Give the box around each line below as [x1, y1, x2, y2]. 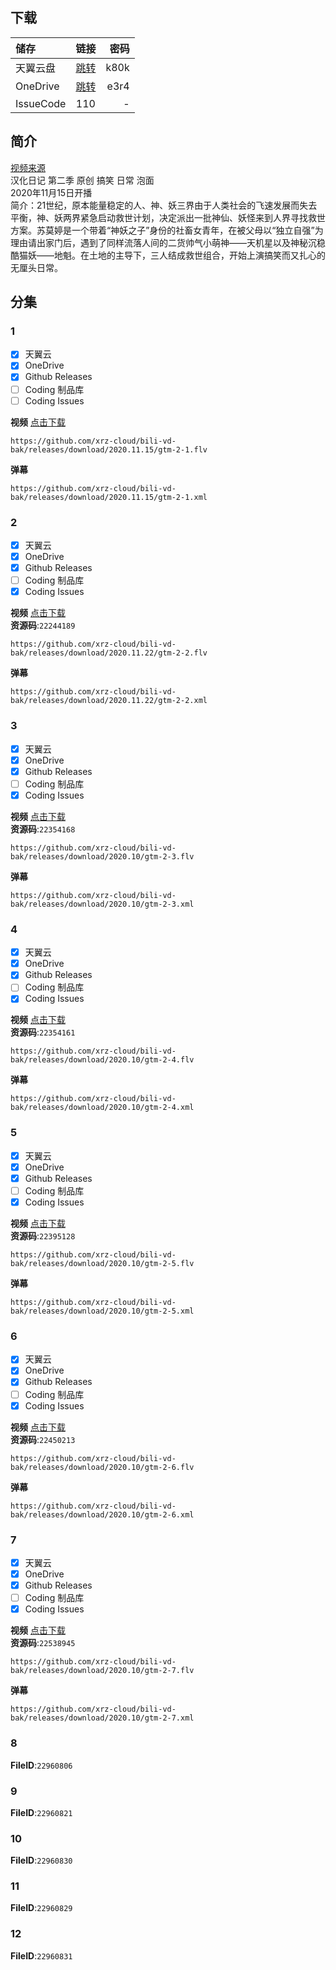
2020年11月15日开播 [10, 186, 93, 198]
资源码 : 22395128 [10, 1230, 76, 1242]
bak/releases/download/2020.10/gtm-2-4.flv [10, 1055, 195, 1065]
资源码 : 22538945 [10, 1637, 76, 1649]
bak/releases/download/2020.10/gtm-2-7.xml [10, 1713, 195, 1723]
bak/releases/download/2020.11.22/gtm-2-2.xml [10, 696, 208, 706]
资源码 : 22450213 [10, 1433, 76, 1445]
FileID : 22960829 [10, 1902, 73, 1914]
